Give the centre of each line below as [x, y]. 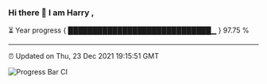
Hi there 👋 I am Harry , [51, 13]
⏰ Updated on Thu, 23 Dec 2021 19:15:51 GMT [83, 56]
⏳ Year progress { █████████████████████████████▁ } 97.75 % [129, 30]
